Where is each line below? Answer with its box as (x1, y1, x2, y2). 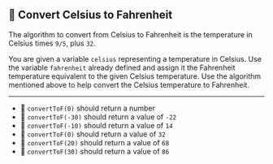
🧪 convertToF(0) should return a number (19, 103, 156, 113)
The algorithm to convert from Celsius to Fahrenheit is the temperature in (8, 29, 253, 39)
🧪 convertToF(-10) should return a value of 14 (19, 120, 173, 130)
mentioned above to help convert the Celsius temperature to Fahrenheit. (8, 80, 250, 89)
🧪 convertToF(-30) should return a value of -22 (19, 111, 177, 122)
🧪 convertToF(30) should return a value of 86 (19, 146, 170, 156)
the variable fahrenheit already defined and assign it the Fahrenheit (8, 63, 236, 72)
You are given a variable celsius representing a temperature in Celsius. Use (8, 54, 262, 63)
